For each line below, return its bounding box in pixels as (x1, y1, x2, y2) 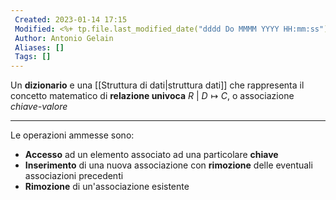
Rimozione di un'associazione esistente (24, 181, 190, 193)
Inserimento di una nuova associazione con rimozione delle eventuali (24, 159, 313, 171)
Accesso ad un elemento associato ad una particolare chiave (24, 149, 279, 161)
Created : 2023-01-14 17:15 (14, 14, 128, 25)
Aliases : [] (14, 42, 65, 53)
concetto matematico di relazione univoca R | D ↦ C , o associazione (10, 90, 295, 102)
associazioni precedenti (24, 170, 124, 182)
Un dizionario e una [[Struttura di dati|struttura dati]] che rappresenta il (10, 79, 305, 91)
